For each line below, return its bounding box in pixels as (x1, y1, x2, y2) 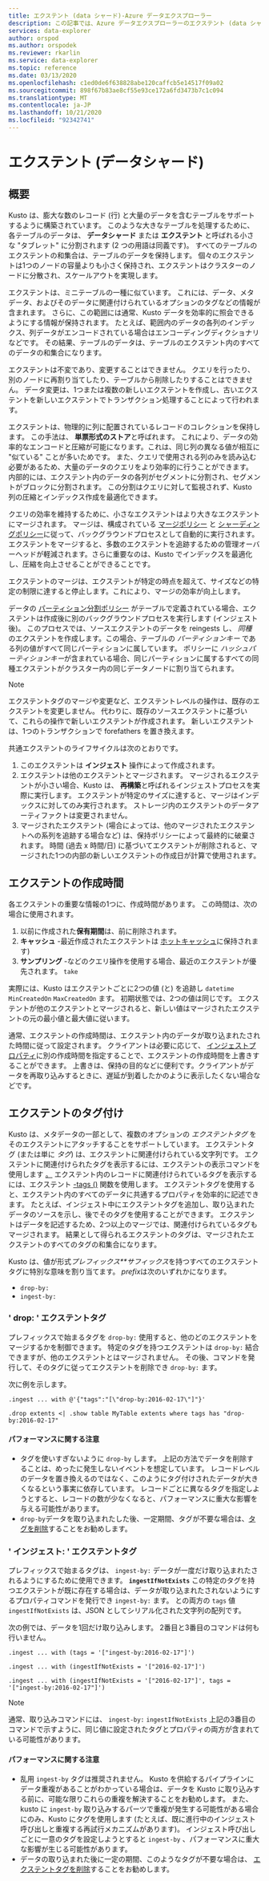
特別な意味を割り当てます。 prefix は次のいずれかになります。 (29, 1267, 231, 1276)
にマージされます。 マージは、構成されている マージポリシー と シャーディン (8, 519, 260, 529)
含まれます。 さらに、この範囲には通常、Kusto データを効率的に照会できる (8, 307, 255, 317)
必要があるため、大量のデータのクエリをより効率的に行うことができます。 (8, 462, 254, 472)
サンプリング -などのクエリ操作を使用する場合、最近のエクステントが (19, 956, 250, 966)
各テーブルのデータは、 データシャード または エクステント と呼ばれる (8, 230, 240, 240)
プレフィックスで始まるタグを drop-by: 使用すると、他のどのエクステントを (8, 1332, 258, 1342)
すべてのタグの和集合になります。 (50, 1239, 162, 1249)
